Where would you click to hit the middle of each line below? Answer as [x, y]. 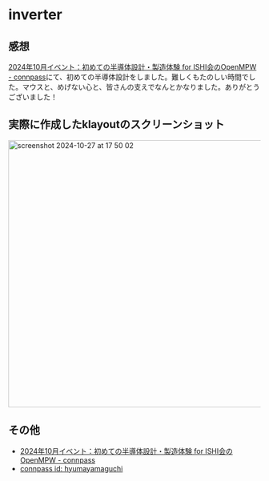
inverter [35, 15]
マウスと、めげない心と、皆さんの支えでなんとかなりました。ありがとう [141, 87]
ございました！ [33, 97]
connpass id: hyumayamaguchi [71, 468]
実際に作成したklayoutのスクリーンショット [116, 124]
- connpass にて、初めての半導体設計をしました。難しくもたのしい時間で [128, 77]
